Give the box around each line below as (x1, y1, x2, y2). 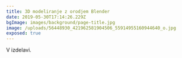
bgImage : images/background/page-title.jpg (6, 19, 116, 25)
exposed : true (6, 30, 41, 36)
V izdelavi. (6, 46, 31, 53)
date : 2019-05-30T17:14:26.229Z (6, 14, 86, 20)
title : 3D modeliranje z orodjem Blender (6, 8, 110, 15)
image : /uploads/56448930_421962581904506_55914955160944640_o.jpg (6, 25, 177, 31)
